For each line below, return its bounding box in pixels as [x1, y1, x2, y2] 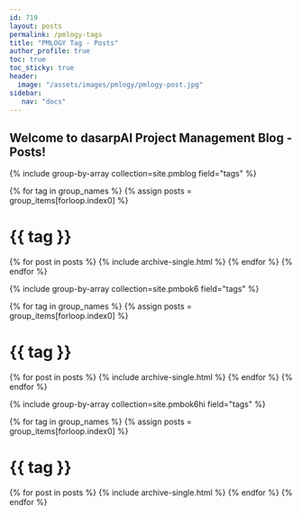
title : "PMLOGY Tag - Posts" [9, 38, 119, 48]
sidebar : [9, 88, 42, 97]
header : [9, 72, 39, 81]
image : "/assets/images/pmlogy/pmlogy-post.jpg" [17, 80, 204, 89]
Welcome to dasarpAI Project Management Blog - [9, 130, 293, 145]
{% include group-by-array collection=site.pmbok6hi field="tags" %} [9, 399, 266, 410]
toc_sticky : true [9, 64, 75, 73]
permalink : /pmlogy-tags [9, 30, 103, 39]
